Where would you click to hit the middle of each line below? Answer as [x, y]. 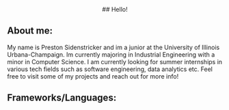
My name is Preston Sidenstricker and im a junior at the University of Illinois [113, 47]
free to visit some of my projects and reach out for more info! [93, 76]
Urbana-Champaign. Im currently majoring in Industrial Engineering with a [111, 54]
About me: [30, 31]
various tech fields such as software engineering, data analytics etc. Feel [110, 69]
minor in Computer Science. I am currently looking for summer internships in [115, 61]
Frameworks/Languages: [62, 98]
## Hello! [115, 9]
